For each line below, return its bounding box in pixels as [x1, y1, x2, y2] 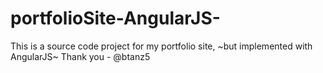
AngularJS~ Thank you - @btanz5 [10, 50, 151, 62]
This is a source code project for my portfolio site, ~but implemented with [10, 40, 313, 52]
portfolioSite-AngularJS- [10, 7, 221, 30]
